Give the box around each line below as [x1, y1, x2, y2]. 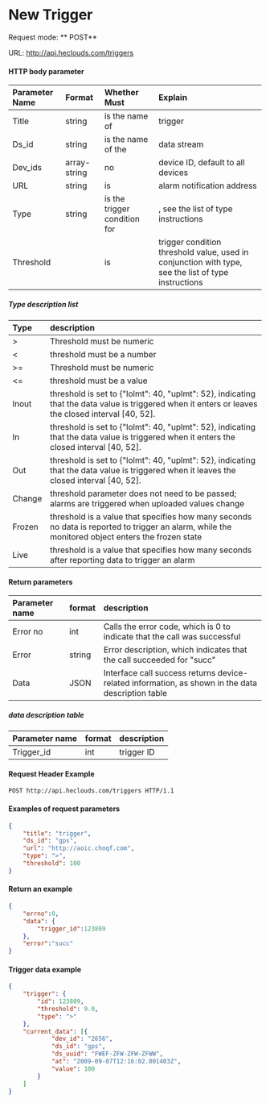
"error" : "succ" [22, 939, 74, 948]
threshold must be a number [49, 349, 157, 360]
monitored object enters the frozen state [49, 531, 202, 543]
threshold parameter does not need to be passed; [49, 488, 237, 499]
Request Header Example [8, 768, 95, 779]
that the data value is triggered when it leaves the [49, 465, 236, 477]
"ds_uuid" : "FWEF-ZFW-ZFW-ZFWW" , [51, 1050, 163, 1058]
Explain [157, 92, 187, 103]
